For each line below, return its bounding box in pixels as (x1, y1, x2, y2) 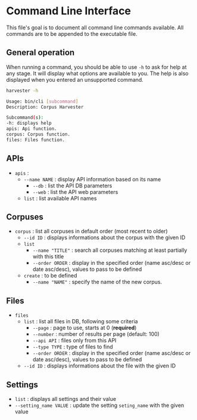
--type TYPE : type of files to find (32, 343, 113, 350)
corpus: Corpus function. (6, 131, 70, 137)
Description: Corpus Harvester (6, 104, 84, 110)
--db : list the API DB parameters (32, 182, 112, 189)
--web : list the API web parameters (32, 188, 118, 195)
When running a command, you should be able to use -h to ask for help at (6, 63, 187, 70)
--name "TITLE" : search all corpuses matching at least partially (32, 246, 187, 254)
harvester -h (6, 88, 39, 94)
